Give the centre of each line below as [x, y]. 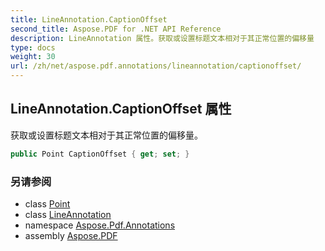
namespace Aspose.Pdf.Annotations [100, 225]
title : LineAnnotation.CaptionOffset [89, 19]
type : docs [33, 47]
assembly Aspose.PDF [71, 235]
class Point [47, 203]
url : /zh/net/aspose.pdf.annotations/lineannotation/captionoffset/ [156, 66]
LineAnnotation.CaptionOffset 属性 [121, 109]
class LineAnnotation [68, 214]
